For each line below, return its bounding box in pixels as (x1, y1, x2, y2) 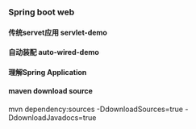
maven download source (8, 86, 93, 96)
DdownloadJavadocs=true (8, 112, 97, 123)
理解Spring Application (8, 67, 87, 77)
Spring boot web (8, 6, 75, 18)
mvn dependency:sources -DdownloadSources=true (8, 104, 184, 114)
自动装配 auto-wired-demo (8, 48, 99, 57)
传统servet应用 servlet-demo (8, 27, 107, 37)
